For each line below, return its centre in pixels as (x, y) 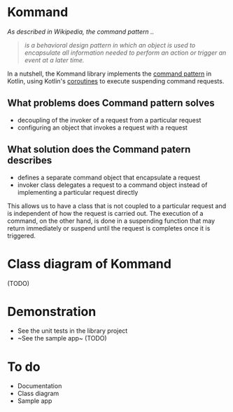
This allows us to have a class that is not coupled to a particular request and (116, 206)
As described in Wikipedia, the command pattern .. (81, 32)
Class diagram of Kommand (89, 264)
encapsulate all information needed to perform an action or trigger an (125, 53)
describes (30, 161)
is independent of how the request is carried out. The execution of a (105, 213)
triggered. (22, 235)
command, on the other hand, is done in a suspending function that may (111, 221)
